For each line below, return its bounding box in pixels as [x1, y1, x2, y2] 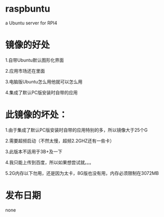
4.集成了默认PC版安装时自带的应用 [5, 89, 78, 96]
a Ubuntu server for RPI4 [5, 20, 57, 26]
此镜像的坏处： [5, 109, 68, 121]
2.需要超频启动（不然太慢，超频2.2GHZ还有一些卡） [5, 138, 115, 144]
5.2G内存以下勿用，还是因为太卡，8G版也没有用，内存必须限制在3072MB [5, 170, 159, 176]
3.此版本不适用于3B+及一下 [5, 148, 62, 154]
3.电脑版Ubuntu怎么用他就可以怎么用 [5, 78, 83, 84]
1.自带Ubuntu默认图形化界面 [5, 57, 64, 63]
